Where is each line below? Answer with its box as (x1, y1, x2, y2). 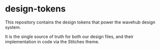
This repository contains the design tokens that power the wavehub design (5, 19, 156, 25)
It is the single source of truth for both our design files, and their (5, 34, 134, 39)
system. (5, 24, 21, 30)
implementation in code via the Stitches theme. (5, 38, 100, 44)
